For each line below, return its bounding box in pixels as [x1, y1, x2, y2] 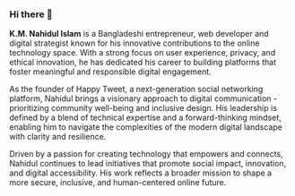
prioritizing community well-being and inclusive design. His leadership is [9, 103, 278, 114]
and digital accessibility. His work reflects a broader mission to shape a [9, 167, 272, 178]
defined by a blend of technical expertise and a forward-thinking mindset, [9, 112, 282, 124]
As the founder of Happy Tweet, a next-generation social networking [9, 84, 264, 95]
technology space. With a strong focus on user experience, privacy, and [9, 47, 276, 58]
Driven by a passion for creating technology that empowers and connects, [9, 149, 284, 159]
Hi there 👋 [9, 8, 54, 21]
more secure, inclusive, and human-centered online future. [9, 177, 227, 188]
